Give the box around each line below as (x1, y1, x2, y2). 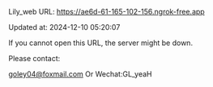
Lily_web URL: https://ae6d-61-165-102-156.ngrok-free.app (8, 7, 205, 16)
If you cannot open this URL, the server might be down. (8, 38, 193, 48)
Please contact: (8, 54, 61, 63)
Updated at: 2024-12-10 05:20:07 (8, 23, 121, 31)
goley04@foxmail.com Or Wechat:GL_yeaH (8, 69, 152, 79)
